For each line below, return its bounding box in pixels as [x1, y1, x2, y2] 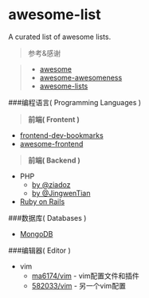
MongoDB [19, 229, 53, 238]
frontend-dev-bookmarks [19, 130, 104, 140]
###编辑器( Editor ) [8, 245, 72, 255]
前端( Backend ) [27, 155, 81, 165]
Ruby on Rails [19, 197, 65, 206]
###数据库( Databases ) [8, 213, 87, 222]
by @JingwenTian [31, 188, 91, 198]
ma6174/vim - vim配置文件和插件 [31, 271, 139, 280]
